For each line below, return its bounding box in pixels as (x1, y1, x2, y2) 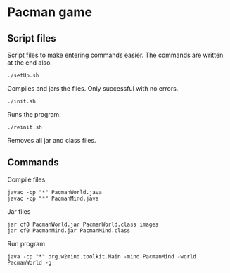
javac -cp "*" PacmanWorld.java (7, 189, 102, 196)
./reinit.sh (7, 124, 42, 131)
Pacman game (7, 4, 93, 20)
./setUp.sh (7, 72, 39, 79)
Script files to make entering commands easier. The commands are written (7, 51, 224, 59)
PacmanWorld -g (7, 259, 52, 266)
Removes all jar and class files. (7, 136, 96, 144)
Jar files (7, 207, 31, 215)
